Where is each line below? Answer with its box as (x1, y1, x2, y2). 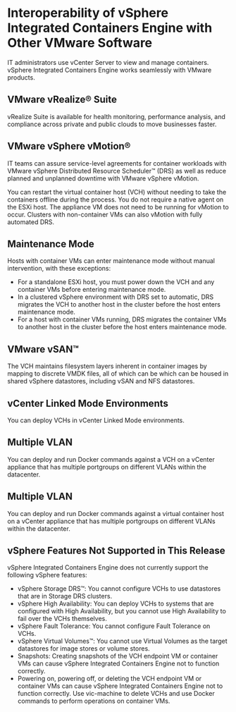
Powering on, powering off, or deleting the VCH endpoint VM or (17, 675, 202, 683)
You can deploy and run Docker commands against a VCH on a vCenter (7, 455, 215, 463)
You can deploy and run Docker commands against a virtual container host (7, 509, 224, 517)
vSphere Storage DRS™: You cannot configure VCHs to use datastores (17, 584, 221, 593)
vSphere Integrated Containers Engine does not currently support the (7, 563, 209, 572)
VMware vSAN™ (7, 343, 79, 355)
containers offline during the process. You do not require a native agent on (7, 195, 224, 204)
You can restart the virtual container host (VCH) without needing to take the (7, 188, 227, 196)
